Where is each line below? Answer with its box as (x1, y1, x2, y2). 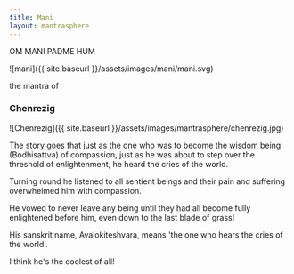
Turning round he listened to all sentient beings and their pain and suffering (9, 175, 286, 187)
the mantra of (9, 80, 60, 91)
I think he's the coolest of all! (9, 255, 115, 267)
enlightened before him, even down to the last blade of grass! (9, 212, 235, 222)
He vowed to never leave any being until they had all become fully (9, 202, 251, 214)
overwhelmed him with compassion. (9, 185, 143, 196)
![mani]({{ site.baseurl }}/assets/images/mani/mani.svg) (9, 63, 214, 74)
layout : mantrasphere (9, 21, 90, 30)
